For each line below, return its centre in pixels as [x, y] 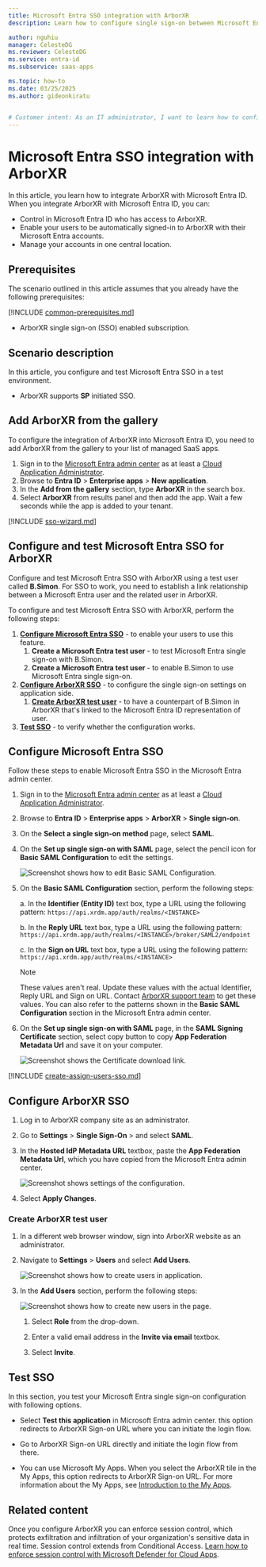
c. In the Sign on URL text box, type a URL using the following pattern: [134, 950]
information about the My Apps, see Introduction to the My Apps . [125, 1485]
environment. [30, 380]
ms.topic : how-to [37, 81]
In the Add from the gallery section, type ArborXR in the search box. [132, 488]
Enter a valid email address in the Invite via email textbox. [126, 1337]
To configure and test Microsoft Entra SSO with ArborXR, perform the [121, 610]
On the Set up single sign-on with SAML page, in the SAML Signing [131, 1029]
